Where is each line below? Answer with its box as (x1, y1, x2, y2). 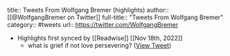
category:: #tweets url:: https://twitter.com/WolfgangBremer (7, 21, 179, 28)
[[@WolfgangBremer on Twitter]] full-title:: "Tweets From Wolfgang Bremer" (7, 13, 224, 21)
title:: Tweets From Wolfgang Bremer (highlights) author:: (7, 6, 169, 14)
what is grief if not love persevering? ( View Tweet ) (27, 41, 172, 49)
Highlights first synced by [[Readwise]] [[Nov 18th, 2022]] (17, 34, 183, 42)
